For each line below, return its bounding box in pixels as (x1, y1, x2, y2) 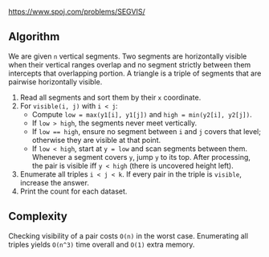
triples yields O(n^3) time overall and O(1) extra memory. (8, 239, 195, 249)
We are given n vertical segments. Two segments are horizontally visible (8, 51, 247, 61)
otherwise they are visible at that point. (31, 135, 161, 145)
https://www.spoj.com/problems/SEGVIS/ (8, 7, 146, 16)
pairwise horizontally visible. (8, 76, 103, 87)
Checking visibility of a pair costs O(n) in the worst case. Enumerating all (8, 230, 249, 240)
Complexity (8, 210, 68, 223)
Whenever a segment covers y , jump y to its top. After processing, (31, 152, 251, 161)
